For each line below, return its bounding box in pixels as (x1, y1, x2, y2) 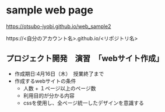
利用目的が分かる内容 (23, 92, 75, 99)
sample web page (6, 3, 93, 17)
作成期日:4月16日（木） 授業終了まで (14, 70, 104, 77)
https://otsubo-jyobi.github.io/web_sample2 (6, 23, 111, 30)
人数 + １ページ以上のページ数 (23, 85, 96, 92)
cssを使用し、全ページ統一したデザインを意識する (23, 99, 145, 106)
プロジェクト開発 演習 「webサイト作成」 (6, 54, 164, 64)
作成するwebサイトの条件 (14, 77, 76, 85)
